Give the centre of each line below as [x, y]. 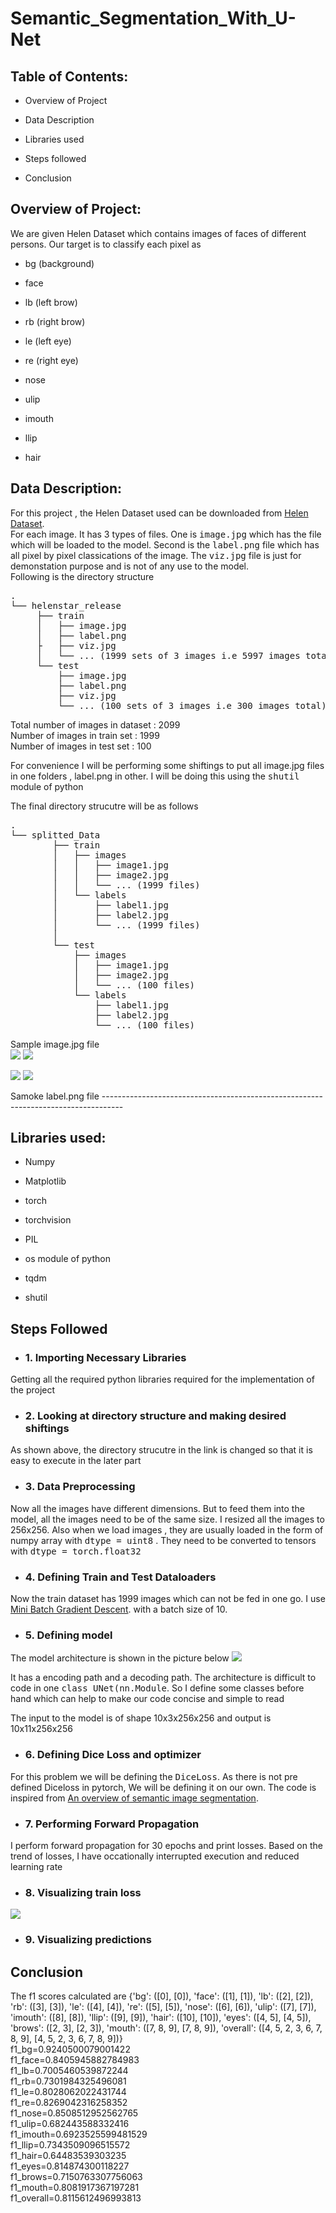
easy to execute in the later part [76, 1461]
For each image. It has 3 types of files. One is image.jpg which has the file [166, 534]
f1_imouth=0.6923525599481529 [79, 2134]
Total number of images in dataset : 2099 [95, 724]
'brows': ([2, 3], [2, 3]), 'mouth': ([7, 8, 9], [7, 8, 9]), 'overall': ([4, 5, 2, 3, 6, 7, [166, 2028]
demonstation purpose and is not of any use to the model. [130, 566]
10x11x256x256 [41, 1729]
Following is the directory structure [82, 576]
